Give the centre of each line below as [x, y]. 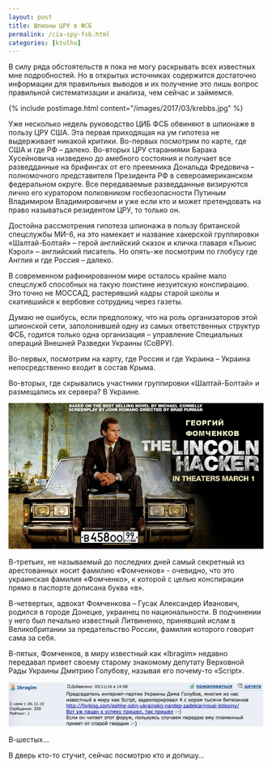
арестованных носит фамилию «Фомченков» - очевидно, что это [121, 570]
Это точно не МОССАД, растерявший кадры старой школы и [114, 293]
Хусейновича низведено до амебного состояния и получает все [120, 159]
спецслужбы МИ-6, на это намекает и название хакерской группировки [134, 234]
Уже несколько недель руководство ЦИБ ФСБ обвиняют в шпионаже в [132, 124]
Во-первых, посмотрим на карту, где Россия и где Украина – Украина [130, 359]
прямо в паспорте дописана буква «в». [76, 588]
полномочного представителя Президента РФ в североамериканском [131, 176]
